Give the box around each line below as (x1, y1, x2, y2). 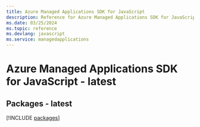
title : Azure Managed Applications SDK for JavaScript (6, 8, 145, 15)
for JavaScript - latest (6, 75, 117, 88)
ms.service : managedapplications (6, 36, 89, 42)
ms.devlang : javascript (6, 31, 65, 37)
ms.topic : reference (6, 25, 58, 32)
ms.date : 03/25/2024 (6, 20, 58, 26)
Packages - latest (6, 98, 73, 109)
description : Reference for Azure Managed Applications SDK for (6, 14, 169, 20)
